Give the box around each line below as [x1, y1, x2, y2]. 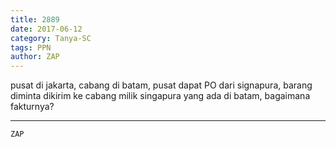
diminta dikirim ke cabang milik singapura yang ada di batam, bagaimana [10, 90, 311, 102]
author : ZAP [10, 52, 60, 62]
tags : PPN [10, 42, 52, 53]
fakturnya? [10, 101, 55, 113]
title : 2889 [10, 14, 60, 25]
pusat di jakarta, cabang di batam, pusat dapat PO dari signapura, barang [10, 79, 313, 91]
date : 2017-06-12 [10, 24, 83, 34]
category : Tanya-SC [10, 33, 92, 43]
